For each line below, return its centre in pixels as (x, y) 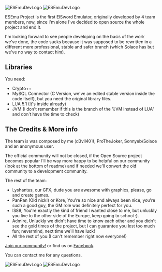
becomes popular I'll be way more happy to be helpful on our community (77, 160)
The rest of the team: (26, 180)
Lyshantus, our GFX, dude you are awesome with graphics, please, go (82, 190)
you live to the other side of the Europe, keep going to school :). (75, 215)
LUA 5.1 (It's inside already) (39, 104)
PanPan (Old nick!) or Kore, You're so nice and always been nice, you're (84, 200)
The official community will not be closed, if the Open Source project (74, 156)
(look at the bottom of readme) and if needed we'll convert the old (71, 166)
